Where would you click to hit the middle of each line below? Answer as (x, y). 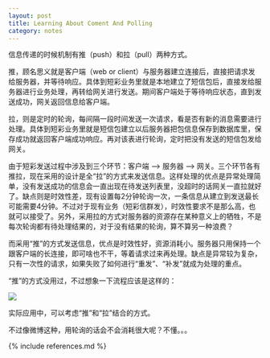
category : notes (35, 31)
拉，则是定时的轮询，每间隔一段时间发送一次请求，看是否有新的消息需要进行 (135, 119)
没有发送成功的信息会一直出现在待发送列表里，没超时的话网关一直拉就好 (142, 187)
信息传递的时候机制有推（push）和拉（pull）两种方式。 (100, 55)
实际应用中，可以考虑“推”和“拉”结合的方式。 (82, 313)
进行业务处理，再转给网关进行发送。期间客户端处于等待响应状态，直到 (138, 92)
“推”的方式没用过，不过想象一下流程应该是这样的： (92, 281)
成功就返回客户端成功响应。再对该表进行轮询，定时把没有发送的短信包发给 (138, 139)
